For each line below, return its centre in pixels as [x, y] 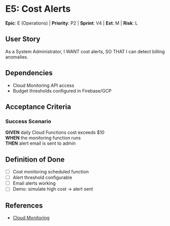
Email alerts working [34, 183]
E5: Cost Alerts [38, 9]
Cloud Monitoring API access [43, 85]
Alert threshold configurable [42, 177]
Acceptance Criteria [38, 107]
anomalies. [17, 57]
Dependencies [29, 73]
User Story [23, 39]
